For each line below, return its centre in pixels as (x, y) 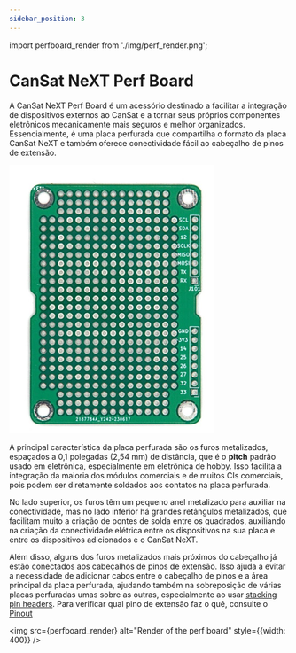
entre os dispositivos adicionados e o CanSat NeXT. (104, 540)
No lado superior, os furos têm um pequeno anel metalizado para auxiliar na (148, 501)
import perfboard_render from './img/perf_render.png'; (109, 45)
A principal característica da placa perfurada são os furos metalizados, (139, 447)
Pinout (21, 613)
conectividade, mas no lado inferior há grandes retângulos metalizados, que (148, 511)
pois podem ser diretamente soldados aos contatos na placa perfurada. (140, 485)
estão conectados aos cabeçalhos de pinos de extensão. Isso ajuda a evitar (148, 566)
